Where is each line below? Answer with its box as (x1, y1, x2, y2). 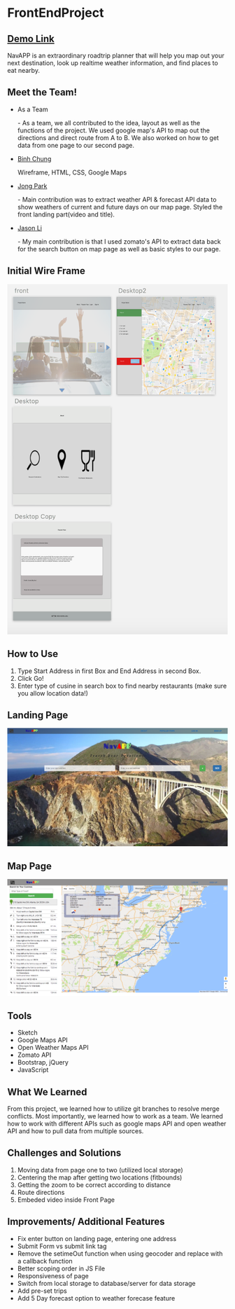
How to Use (7, 648, 59, 660)
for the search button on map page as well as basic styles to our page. (17, 244, 221, 253)
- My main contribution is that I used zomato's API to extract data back (17, 237, 222, 246)
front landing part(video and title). (17, 210, 115, 219)
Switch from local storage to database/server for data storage (17, 1279, 196, 1287)
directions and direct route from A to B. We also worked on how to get (17, 133, 219, 141)
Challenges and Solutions (7, 1147, 122, 1159)
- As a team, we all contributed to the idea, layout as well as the (17, 118, 201, 127)
